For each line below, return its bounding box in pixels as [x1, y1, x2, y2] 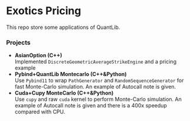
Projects [6, 38, 31, 47]
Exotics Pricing [6, 4, 81, 18]
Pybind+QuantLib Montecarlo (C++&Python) [14, 71, 127, 78]
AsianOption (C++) [14, 52, 63, 59]
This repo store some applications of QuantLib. [6, 24, 120, 31]
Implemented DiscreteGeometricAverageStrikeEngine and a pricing [14, 58, 177, 66]
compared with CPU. [14, 108, 65, 116]
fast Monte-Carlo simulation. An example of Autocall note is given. [14, 83, 176, 90]
